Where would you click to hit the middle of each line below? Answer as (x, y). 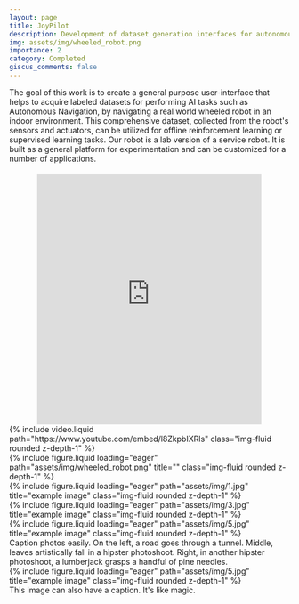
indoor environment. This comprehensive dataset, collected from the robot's (149, 120)
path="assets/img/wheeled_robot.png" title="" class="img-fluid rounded (143, 467)
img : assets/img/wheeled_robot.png (75, 42)
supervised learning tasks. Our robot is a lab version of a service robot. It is (147, 140)
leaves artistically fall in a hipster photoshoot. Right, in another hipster (137, 552)
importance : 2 (36, 51)
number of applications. (53, 158)
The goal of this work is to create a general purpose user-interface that (139, 92)
